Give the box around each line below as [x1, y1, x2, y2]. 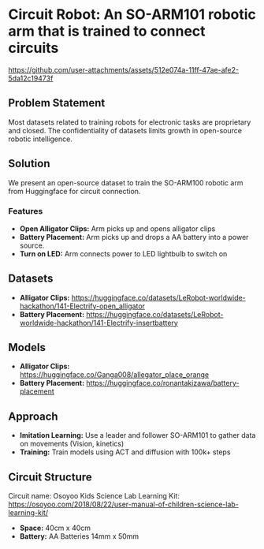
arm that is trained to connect [8, 22, 206, 40]
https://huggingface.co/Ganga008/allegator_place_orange [19, 370, 210, 379]
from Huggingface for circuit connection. [8, 186, 141, 196]
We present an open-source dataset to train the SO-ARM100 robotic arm [8, 177, 244, 187]
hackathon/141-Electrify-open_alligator [19, 301, 146, 311]
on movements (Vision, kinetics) [19, 439, 125, 449]
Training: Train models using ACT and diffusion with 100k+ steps [19, 447, 231, 457]
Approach [8, 409, 58, 423]
